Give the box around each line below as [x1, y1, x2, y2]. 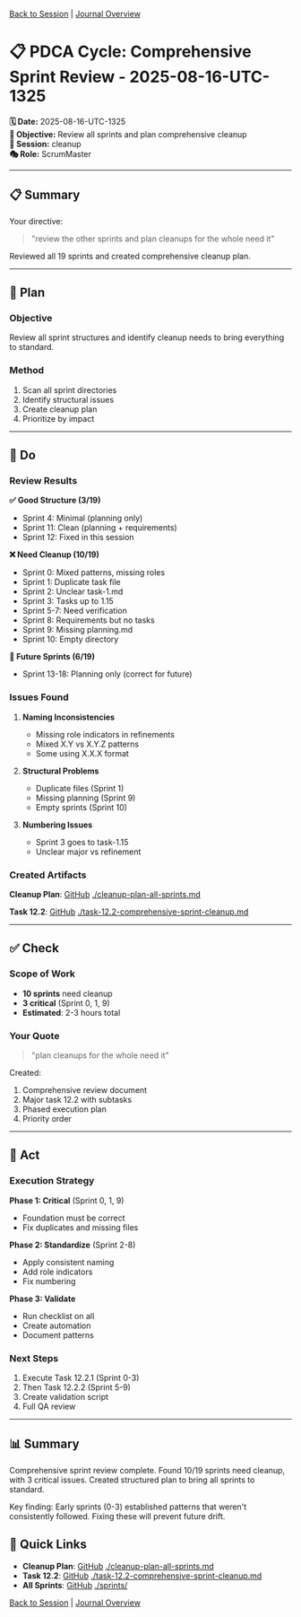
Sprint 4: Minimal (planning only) [21, 512, 143, 524]
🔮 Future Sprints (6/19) [9, 651, 96, 662]
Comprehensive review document [21, 1085, 148, 1095]
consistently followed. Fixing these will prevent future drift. [9, 1510, 226, 1521]
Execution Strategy [9, 1175, 95, 1187]
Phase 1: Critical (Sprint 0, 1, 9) [9, 1194, 125, 1206]
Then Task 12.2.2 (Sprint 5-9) [21, 1382, 132, 1393]
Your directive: [9, 215, 64, 226]
